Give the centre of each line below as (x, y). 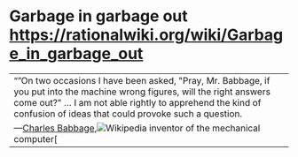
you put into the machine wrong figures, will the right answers (142, 92)
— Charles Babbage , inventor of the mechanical (137, 128)
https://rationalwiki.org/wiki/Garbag (146, 35)
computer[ (35, 138)
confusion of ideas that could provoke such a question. (128, 114)
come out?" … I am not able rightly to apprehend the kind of (137, 102)
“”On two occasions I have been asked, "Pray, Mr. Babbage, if (142, 80)
